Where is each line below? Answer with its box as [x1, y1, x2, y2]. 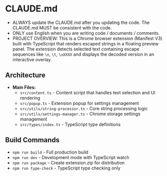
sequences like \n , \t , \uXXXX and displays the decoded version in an [12, 51, 154, 57]
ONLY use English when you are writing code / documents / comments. [12, 30, 160, 36]
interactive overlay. [12, 56, 52, 62]
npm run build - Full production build [12, 149, 88, 155]
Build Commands [5, 136, 60, 145]
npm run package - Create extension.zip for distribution [12, 160, 125, 166]
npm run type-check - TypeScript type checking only [12, 165, 121, 171]
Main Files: [12, 84, 36, 90]
